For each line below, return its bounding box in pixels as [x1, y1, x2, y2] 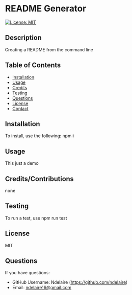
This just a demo [5, 160, 39, 166]
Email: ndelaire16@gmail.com [12, 285, 72, 291]
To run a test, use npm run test [5, 215, 67, 221]
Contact [12, 106, 28, 111]
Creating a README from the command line [5, 46, 93, 52]
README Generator [5, 3, 86, 14]
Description [5, 34, 42, 42]
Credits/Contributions [5, 175, 74, 183]
